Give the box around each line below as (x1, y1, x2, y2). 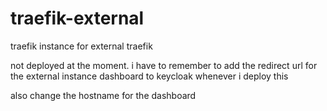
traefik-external (10, 7, 145, 30)
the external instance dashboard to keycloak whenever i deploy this (10, 70, 289, 82)
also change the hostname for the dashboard (10, 89, 197, 101)
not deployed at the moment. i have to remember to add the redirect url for (10, 59, 318, 71)
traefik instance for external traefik (10, 40, 153, 52)
